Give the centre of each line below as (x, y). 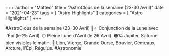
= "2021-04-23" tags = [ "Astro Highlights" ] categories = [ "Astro (74, 13)
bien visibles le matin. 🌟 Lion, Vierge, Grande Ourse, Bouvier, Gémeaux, (80, 43)
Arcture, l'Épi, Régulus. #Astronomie (43, 48)
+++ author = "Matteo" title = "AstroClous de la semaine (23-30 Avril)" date (85, 7)
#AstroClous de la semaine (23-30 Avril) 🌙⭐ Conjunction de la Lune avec (82, 28)
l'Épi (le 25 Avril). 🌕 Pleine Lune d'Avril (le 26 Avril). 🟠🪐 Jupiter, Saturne (81, 36)
